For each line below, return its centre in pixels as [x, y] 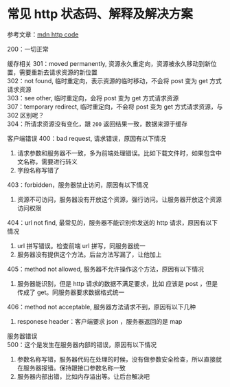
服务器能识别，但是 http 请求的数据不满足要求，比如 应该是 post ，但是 [117, 283]
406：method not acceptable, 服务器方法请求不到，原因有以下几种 [102, 307]
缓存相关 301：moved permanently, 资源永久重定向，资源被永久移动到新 [109, 63]
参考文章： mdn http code [43, 34]
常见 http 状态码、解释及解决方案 [100, 14]
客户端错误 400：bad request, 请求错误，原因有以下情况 [87, 138]
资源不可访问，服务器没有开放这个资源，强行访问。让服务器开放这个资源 [119, 199]
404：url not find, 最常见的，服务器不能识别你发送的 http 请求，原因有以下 [113, 222]
